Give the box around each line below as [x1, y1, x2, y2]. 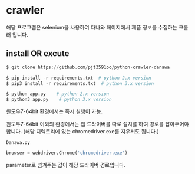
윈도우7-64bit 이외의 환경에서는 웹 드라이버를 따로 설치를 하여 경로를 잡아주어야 [6, 120, 190, 127]
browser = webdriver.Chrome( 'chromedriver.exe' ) [6, 150, 128, 156]
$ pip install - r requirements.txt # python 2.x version [6, 75, 151, 81]
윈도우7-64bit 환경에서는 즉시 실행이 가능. [6, 108, 103, 115]
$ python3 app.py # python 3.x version [6, 97, 112, 103]
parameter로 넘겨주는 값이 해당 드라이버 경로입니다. [6, 162, 125, 168]
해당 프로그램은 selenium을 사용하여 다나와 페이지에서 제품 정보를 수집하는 [6, 24, 178, 31]
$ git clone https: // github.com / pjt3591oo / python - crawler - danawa [6, 64, 170, 70]
